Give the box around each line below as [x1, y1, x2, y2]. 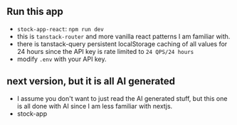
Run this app [6, 6, 63, 18]
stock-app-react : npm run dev [16, 24, 104, 33]
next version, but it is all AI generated [6, 75, 176, 87]
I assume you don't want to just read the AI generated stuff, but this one [16, 94, 228, 102]
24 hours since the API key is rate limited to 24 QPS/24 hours [16, 47, 194, 55]
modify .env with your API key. [16, 55, 107, 63]
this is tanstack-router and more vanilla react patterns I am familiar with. [16, 32, 231, 40]
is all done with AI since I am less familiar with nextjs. [16, 102, 173, 110]
